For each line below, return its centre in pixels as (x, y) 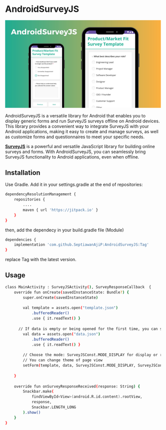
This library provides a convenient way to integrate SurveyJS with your (77, 126)
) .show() (32, 412)
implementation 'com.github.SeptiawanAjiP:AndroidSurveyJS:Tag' (82, 245)
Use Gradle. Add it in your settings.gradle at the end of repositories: (74, 185)
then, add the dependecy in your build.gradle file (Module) (64, 230)
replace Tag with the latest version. (41, 260)
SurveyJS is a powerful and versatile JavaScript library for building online (80, 147)
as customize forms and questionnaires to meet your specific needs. (75, 137)
